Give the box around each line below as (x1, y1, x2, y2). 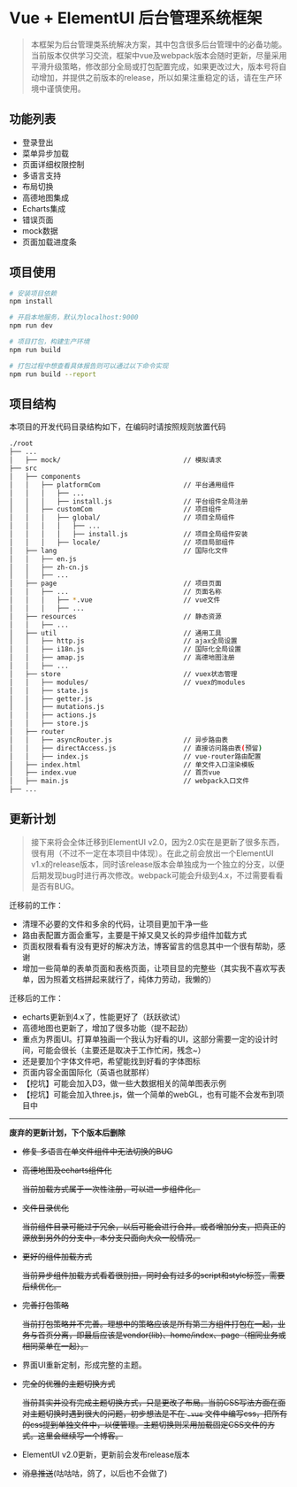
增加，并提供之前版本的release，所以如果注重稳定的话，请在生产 (38, 72, 276, 82)
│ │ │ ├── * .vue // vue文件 (9, 596, 221, 605)
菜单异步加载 (21, 148, 69, 158)
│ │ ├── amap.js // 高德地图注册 (9, 653, 235, 662)
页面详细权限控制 (21, 158, 85, 169)
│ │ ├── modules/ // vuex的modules (9, 678, 246, 687)
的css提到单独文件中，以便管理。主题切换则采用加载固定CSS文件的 (21, 1419, 268, 1429)
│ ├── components (9, 472, 81, 481)
